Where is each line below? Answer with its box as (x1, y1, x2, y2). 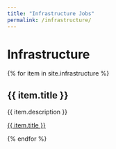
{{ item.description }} (7, 108, 68, 116)
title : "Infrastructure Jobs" (7, 10, 95, 17)
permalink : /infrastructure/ (7, 17, 92, 24)
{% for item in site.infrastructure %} (7, 69, 110, 78)
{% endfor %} (7, 134, 47, 143)
